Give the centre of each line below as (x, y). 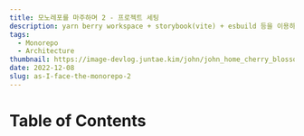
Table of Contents (78, 120)
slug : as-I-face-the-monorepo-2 (70, 77)
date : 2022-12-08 (42, 68)
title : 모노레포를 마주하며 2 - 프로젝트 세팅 (85, 18)
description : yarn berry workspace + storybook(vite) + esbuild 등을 (141, 26)
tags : (19, 34)
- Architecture (46, 51)
